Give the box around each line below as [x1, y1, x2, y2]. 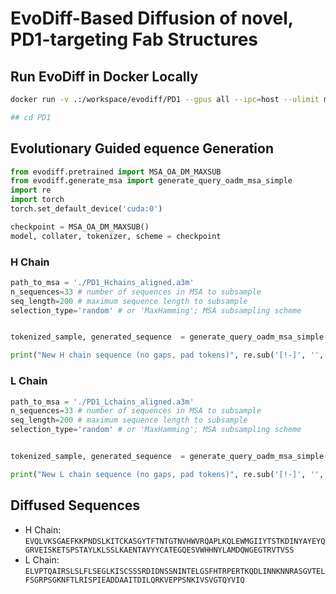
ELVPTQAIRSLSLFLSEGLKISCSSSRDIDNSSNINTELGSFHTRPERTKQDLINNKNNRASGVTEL [24, 566, 326, 576]
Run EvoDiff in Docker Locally [10, 68, 199, 85]
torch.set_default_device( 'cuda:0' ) [10, 204, 163, 214]
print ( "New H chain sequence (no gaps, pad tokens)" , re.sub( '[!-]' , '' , [10, 350, 325, 361]
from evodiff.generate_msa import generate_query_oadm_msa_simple [10, 176, 293, 186]
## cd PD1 [10, 112, 52, 122]
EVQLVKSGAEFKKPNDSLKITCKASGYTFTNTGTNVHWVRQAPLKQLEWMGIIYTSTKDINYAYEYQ [24, 536, 326, 546]
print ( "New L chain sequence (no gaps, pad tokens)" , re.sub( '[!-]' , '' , [10, 469, 325, 479]
